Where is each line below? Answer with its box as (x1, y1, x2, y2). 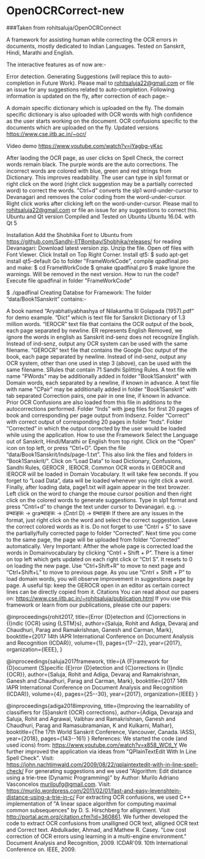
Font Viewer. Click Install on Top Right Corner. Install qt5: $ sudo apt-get (6, 251, 188, 258)
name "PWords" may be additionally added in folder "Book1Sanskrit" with (6, 372, 192, 379)
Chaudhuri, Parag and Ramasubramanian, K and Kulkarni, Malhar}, (6, 721, 174, 729)
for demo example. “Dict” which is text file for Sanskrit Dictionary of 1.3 (6, 314, 185, 321)
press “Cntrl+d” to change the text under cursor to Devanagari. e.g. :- (6, 503, 182, 510)
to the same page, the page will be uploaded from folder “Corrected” (6, 535, 181, 543)
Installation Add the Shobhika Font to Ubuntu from (6, 231, 133, 238)
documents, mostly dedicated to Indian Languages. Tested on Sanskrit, (6, 42, 185, 50)
